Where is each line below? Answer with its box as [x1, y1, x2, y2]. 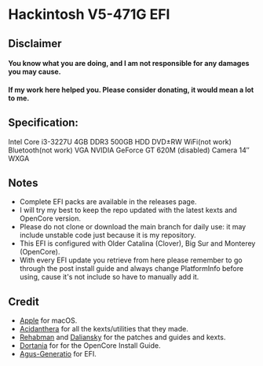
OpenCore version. [19, 214, 81, 223]
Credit [8, 295, 39, 308]
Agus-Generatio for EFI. [19, 350, 97, 359]
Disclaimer [8, 37, 62, 50]
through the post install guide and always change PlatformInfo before [19, 264, 244, 273]
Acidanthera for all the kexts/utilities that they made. [19, 324, 188, 334]
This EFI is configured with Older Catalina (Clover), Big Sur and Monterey [19, 239, 256, 248]
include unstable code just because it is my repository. [19, 230, 196, 240]
